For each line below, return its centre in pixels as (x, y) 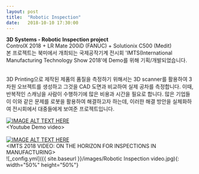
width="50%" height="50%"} (43, 165)
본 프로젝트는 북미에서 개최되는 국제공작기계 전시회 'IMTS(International (89, 53)
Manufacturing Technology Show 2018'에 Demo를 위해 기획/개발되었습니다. (97, 61)
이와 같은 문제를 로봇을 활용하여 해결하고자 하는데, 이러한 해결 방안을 (92, 102)
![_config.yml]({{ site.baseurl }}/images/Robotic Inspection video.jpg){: (93, 159)
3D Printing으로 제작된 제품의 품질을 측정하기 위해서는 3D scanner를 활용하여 (97, 79)
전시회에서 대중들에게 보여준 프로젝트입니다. (63, 109)
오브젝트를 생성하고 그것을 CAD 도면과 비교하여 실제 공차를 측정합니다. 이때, (105, 87)
